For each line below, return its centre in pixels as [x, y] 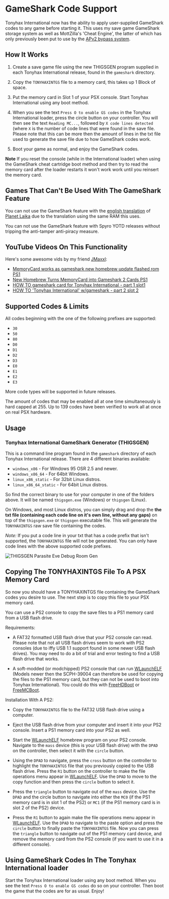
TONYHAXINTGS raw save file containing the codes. [56, 525]
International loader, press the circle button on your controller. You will [85, 118]
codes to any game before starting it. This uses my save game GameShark [82, 28]
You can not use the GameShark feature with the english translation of [78, 210]
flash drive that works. [36, 659]
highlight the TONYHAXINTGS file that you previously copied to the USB [83, 766]
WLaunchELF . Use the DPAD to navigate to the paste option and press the [88, 823]
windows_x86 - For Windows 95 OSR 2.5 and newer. [65, 468]
